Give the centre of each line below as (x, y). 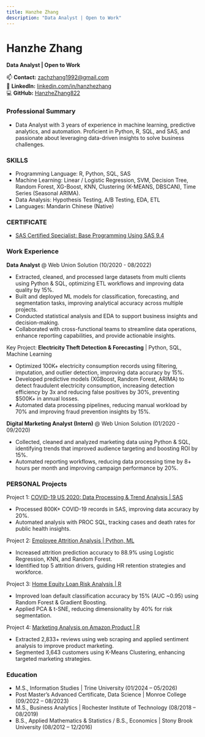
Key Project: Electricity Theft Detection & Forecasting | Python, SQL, (94, 347)
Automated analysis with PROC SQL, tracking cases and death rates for (105, 522)
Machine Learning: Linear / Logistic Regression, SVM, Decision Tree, (102, 180)
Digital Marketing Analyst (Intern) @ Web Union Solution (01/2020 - (93, 423)
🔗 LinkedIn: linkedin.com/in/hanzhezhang (59, 86)
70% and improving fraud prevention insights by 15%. (83, 411)
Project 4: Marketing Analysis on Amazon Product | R (73, 627)
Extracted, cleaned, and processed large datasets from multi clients (100, 276)
